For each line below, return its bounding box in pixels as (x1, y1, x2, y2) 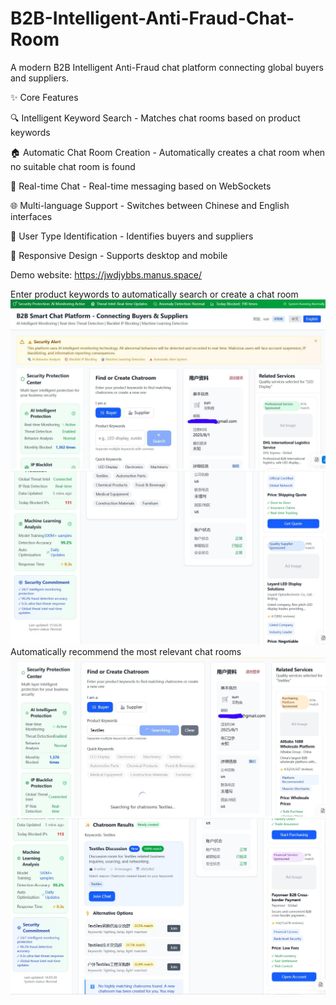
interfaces (10, 210, 53, 222)
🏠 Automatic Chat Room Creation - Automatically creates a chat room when (10, 146, 326, 158)
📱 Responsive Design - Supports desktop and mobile (10, 249, 228, 261)
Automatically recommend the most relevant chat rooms (10, 646, 242, 658)
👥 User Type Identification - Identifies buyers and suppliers (10, 230, 254, 242)
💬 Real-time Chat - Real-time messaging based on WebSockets (10, 180, 272, 192)
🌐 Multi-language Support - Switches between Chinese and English (10, 199, 290, 211)
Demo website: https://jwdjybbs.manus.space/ (10, 268, 203, 281)
